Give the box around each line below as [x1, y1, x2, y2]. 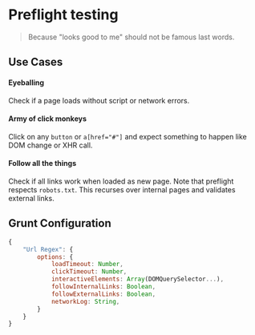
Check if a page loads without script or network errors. [8, 95, 190, 105]
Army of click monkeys [8, 114, 87, 123]
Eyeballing [8, 78, 45, 87]
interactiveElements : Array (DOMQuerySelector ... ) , [51, 275, 225, 284]
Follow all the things [8, 159, 77, 168]
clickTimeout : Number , [51, 268, 127, 276]
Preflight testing [8, 6, 119, 24]
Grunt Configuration [8, 216, 111, 230]
